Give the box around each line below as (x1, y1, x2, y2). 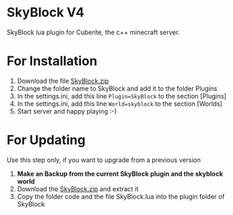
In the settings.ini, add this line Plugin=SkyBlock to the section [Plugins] (16, 91, 227, 100)
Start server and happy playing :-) (16, 106, 117, 115)
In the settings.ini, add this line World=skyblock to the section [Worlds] (16, 99, 223, 108)
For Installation (6, 53, 98, 69)
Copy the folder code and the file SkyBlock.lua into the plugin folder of (16, 192, 225, 201)
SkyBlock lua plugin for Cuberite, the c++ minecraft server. (6, 28, 180, 36)
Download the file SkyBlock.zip (16, 76, 109, 85)
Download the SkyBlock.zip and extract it (16, 184, 139, 193)
